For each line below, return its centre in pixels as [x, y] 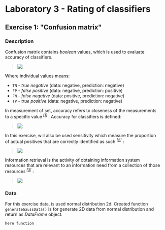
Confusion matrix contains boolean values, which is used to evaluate [75, 52]
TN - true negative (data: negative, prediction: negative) [68, 85]
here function [20, 224]
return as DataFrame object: [34, 214]
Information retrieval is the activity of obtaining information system [73, 160]
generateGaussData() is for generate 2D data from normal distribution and [80, 209]
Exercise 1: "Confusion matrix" [53, 27]
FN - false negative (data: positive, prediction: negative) [68, 96]
